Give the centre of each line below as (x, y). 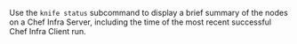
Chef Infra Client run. (48, 31)
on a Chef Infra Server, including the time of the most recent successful (140, 22)
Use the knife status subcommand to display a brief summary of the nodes (149, 13)
